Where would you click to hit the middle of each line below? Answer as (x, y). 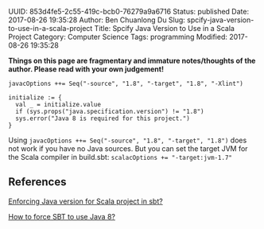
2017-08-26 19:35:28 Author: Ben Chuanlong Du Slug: (97, 20)
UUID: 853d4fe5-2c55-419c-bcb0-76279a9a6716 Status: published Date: (128, 12)
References (37, 182)
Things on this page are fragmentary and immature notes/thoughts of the (132, 60)
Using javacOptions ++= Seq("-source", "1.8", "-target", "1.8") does (128, 140)
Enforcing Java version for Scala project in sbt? (85, 201)
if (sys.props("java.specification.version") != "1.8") (110, 111)
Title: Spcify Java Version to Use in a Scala (164, 28)
